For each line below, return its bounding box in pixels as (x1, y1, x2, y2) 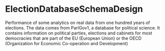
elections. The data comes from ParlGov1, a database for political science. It (5, 25, 160, 30)
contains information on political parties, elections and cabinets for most (5, 30, 152, 36)
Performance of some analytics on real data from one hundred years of (5, 20, 150, 25)
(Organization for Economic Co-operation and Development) (5, 40, 128, 46)
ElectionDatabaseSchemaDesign (5, 3, 143, 15)
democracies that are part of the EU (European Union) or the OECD (5, 35, 142, 41)
